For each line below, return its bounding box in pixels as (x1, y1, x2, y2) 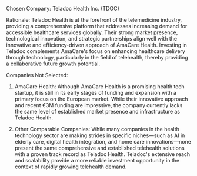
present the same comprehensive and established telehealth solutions (14, 144, 185, 151)
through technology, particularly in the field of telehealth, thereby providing (6, 54, 188, 61)
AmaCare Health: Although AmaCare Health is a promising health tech (14, 83, 185, 90)
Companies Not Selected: (6, 72, 68, 78)
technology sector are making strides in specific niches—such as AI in (14, 132, 185, 139)
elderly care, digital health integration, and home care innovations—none (14, 138, 191, 145)
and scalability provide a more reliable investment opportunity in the (14, 157, 180, 164)
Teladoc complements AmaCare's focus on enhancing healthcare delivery (6, 48, 185, 55)
